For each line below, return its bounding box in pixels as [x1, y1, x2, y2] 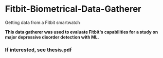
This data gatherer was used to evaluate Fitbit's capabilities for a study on [5, 29, 158, 35]
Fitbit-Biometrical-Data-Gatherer [5, 3, 142, 15]
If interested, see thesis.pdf [5, 46, 72, 53]
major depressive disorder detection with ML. [5, 34, 99, 40]
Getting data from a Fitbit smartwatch [5, 19, 80, 25]
